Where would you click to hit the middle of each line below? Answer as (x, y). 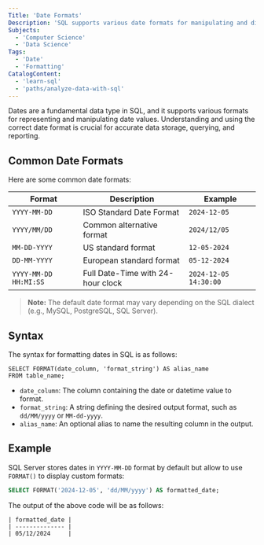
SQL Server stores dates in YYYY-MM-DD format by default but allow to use (125, 467)
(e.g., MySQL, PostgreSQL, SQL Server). (93, 311)
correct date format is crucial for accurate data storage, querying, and (122, 127)
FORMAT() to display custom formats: (66, 476)
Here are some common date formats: (70, 180)
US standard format (119, 248)
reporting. (24, 136)
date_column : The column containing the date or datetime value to (125, 390)
